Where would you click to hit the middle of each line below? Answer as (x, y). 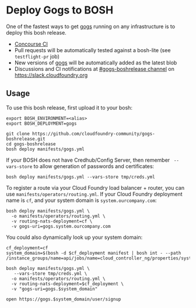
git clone (18, 134)
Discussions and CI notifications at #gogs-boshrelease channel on (94, 69)
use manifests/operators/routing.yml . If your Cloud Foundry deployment (94, 194)
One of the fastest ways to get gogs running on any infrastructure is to (91, 26)
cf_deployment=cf (27, 248)
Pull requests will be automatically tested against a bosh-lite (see (92, 50)
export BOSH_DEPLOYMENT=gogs (41, 124)
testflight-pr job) (37, 56)
